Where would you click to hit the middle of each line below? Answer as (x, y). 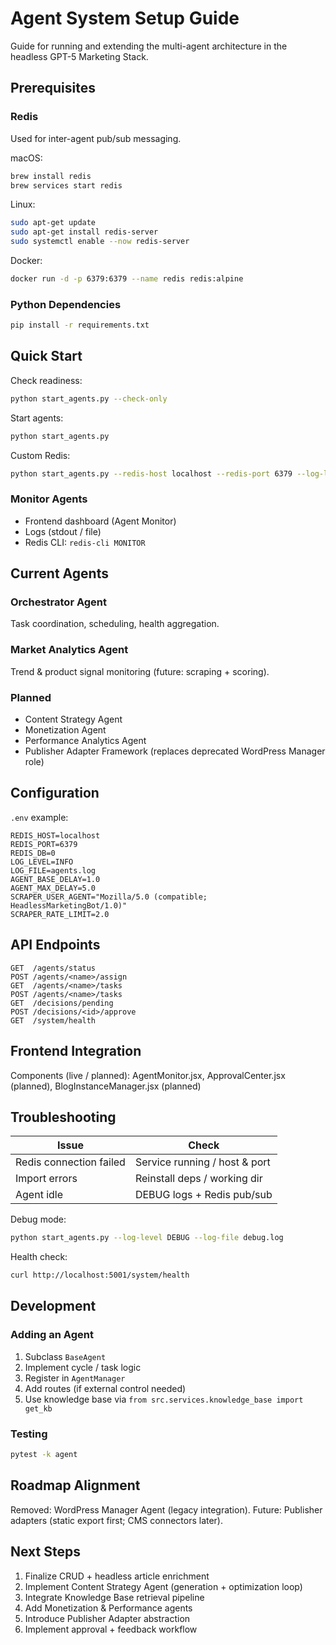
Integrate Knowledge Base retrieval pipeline (114, 1597)
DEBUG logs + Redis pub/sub (203, 1195)
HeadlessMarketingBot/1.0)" (69, 905)
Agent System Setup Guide (125, 18)
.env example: (39, 817)
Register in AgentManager (75, 1378)
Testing (29, 1434)
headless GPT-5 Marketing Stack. (79, 56)
